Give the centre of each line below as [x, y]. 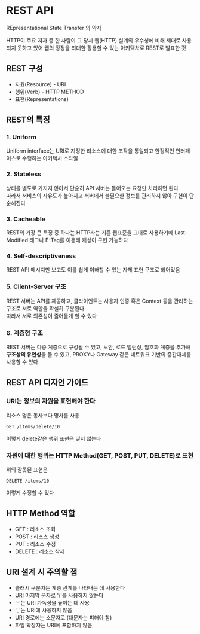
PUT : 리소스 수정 [35, 544]
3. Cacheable [26, 219]
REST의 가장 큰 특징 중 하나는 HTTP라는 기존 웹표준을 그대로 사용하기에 [90, 233]
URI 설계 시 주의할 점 [42, 572]
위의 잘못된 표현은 [27, 470]
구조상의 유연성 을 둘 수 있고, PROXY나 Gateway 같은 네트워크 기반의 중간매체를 [99, 354]
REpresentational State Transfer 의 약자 [54, 28]
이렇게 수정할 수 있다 [30, 493]
